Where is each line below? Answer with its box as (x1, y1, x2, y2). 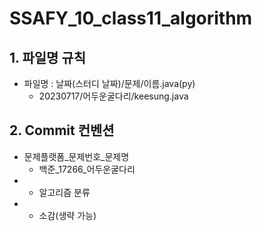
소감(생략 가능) (38, 209, 97, 221)
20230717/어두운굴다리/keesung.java (38, 90, 189, 102)
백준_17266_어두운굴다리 (38, 163, 136, 175)
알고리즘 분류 (38, 186, 91, 198)
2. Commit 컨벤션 (9, 122, 115, 139)
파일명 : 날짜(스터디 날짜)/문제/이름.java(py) (23, 78, 196, 89)
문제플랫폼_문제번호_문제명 (23, 150, 130, 162)
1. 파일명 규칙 (9, 49, 86, 66)
